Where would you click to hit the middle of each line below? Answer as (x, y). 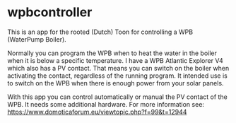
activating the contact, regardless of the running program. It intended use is (117, 76)
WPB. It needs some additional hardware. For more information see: (106, 104)
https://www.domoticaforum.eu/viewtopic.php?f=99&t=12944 (97, 112)
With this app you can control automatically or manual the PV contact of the (117, 97)
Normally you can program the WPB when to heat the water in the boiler (112, 53)
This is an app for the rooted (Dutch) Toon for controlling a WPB (100, 32)
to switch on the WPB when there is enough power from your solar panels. (116, 83)
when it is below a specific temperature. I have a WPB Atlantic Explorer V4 (116, 60)
